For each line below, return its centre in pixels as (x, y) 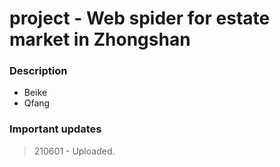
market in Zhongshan (100, 39)
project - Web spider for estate (140, 18)
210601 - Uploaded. (74, 151)
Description (38, 71)
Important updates (55, 129)
